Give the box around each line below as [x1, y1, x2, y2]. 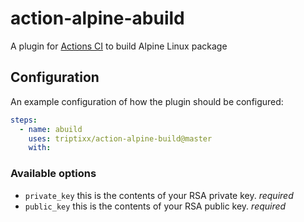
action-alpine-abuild [10, 7, 185, 30]
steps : [10, 115, 38, 125]
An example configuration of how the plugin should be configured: [10, 95, 284, 107]
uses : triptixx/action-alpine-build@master [28, 133, 213, 144]
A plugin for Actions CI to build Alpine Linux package [10, 40, 228, 52]
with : [28, 143, 52, 153]
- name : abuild [19, 124, 83, 134]
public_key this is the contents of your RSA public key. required [24, 200, 287, 212]
